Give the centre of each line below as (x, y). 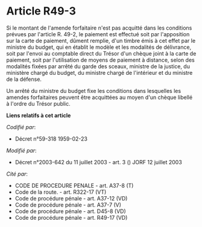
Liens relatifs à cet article (39, 115)
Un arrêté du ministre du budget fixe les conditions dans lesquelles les (94, 91)
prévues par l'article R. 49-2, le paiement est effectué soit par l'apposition (98, 34)
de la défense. (24, 79)
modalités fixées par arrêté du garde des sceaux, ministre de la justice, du (98, 66)
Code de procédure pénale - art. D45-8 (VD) (71, 211)
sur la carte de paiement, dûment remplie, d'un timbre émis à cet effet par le (101, 40)
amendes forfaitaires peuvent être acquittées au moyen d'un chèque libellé (99, 97)
